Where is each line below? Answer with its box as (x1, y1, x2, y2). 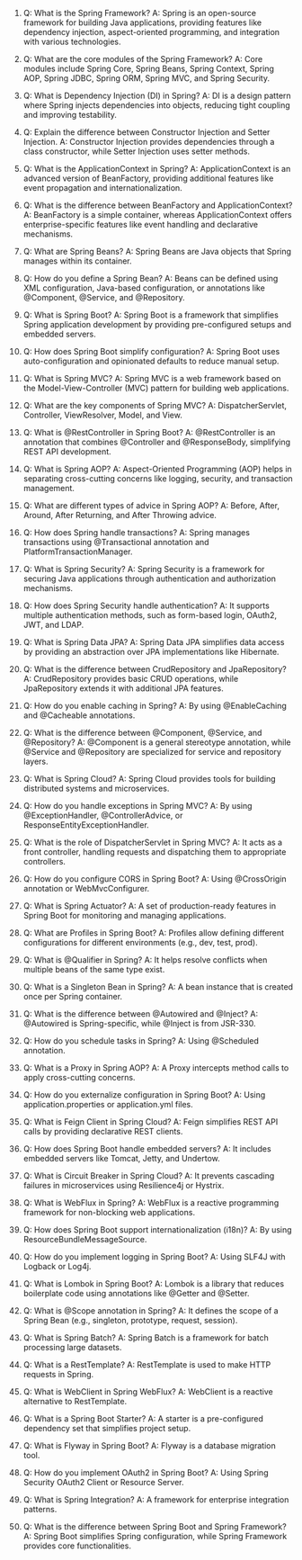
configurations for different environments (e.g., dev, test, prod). (22, 937, 259, 947)
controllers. (22, 856, 67, 866)
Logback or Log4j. (22, 1261, 92, 1271)
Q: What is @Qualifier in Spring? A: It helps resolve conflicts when (22, 955, 268, 965)
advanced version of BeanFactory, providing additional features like (22, 173, 274, 184)
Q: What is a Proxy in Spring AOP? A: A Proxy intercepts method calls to (22, 1062, 289, 1073)
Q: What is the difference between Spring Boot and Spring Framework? (22, 1521, 287, 1532)
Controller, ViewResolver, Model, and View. (22, 409, 182, 420)
